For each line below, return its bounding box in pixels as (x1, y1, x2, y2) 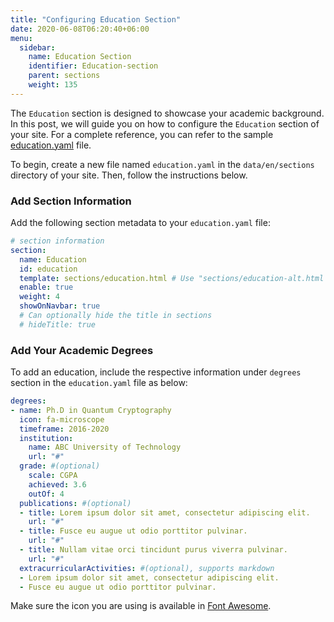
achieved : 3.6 (28, 479, 87, 490)
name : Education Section (28, 52, 132, 62)
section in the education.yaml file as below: (10, 377, 188, 389)
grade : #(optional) (19, 461, 101, 471)
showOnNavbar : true (19, 301, 101, 311)
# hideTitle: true (19, 319, 97, 330)
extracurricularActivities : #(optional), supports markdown (19, 563, 275, 573)
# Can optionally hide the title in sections (19, 311, 213, 321)
